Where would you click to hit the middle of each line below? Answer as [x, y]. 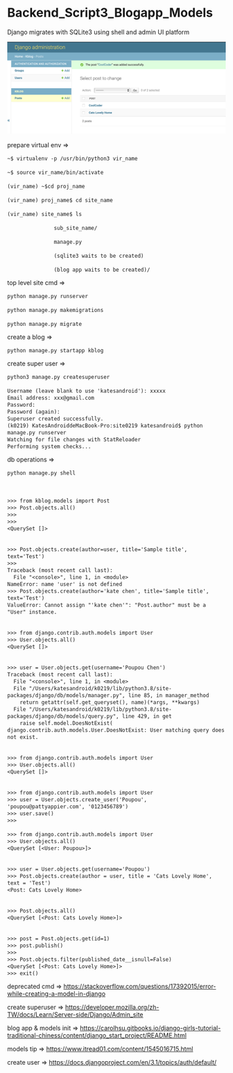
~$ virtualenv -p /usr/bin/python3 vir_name [72, 159]
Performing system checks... [49, 447]
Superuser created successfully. [55, 419]
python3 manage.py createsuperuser [59, 377]
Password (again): [34, 412]
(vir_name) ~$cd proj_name [46, 187]
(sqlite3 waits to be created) [99, 256]
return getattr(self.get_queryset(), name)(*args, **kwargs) [110, 703]
